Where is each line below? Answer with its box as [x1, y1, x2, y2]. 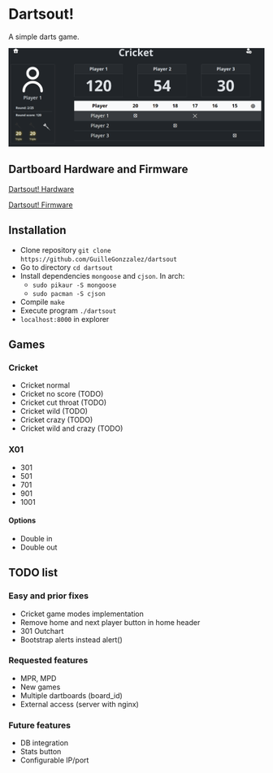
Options [8, 515, 37, 525]
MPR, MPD [19, 673, 57, 683]
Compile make [19, 297, 65, 306]
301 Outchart [19, 626, 64, 636]
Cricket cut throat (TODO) [19, 397, 107, 407]
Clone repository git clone [19, 245, 111, 254]
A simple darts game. [8, 32, 80, 41]
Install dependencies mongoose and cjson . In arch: [19, 271, 185, 280]
